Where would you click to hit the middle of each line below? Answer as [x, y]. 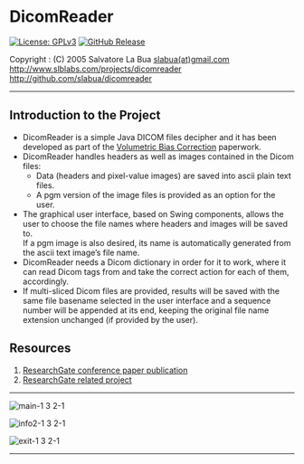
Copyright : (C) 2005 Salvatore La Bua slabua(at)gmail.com [119, 59]
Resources [40, 349]
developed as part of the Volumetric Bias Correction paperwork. [142, 147]
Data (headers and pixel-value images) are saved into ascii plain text [163, 175]
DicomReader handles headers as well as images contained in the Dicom [158, 156]
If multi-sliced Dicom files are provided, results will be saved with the [151, 290]
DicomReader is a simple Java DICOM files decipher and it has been [150, 137]
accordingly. [46, 281]
